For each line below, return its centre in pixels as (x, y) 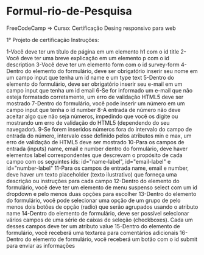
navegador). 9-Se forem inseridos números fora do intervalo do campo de (99, 129)
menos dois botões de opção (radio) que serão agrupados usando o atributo (102, 207)
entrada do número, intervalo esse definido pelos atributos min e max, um (99, 136)
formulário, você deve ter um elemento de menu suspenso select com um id (102, 187)
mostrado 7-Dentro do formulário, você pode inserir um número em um (96, 103)
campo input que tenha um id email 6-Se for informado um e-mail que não (100, 90)
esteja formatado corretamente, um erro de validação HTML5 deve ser (95, 97)
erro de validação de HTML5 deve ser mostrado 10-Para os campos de (95, 142)
